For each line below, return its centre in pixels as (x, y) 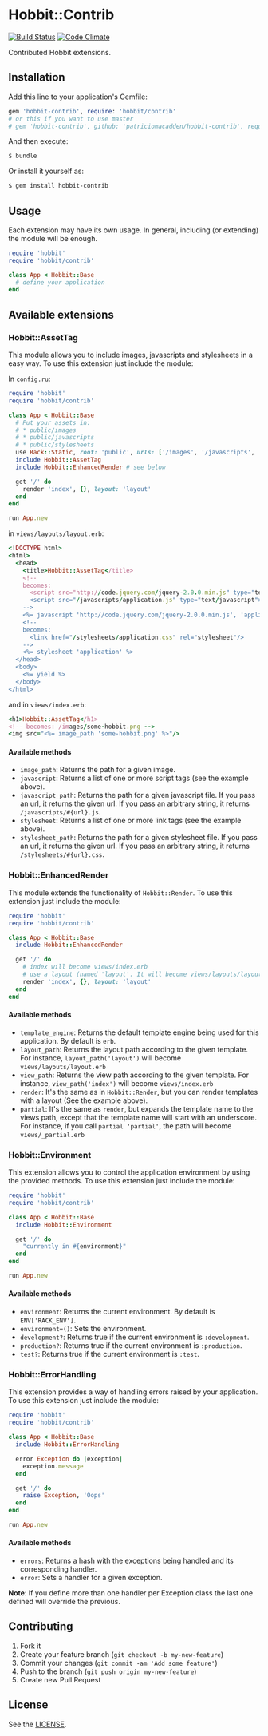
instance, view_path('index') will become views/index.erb (116, 1083)
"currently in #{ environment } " (75, 1247)
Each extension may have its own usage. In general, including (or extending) (134, 230)
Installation (37, 77)
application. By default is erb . (68, 1040)
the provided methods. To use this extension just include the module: (122, 1181)
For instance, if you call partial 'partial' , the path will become (126, 1126)
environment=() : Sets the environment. (83, 1329)
